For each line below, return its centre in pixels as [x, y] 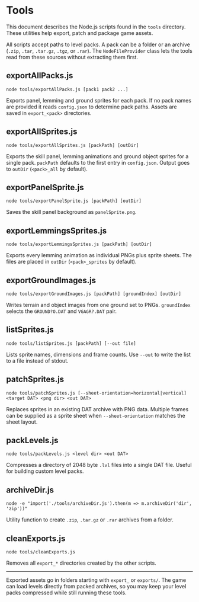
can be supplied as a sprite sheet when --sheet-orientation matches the [96, 415]
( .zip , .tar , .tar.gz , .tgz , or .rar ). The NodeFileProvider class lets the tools [99, 50]
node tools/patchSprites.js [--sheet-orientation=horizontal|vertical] [96, 393]
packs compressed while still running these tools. [66, 593]
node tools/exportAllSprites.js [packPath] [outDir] [73, 145]
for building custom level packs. [45, 471]
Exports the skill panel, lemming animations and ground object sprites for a [97, 156]
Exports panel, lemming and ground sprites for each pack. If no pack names [99, 100]
